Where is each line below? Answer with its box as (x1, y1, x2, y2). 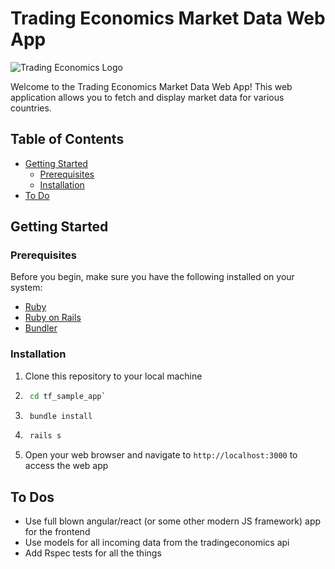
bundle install (29, 411, 93, 421)
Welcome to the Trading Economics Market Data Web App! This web (10, 80, 293, 92)
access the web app (24, 460, 109, 472)
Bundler (24, 322, 58, 334)
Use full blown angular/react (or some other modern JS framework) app (24, 515, 322, 527)
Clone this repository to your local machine (24, 370, 203, 382)
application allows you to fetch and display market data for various (10, 91, 285, 103)
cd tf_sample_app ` (29, 391, 107, 401)
